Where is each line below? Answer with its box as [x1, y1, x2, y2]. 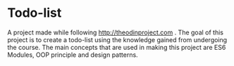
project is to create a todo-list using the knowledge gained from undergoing [7, 35, 228, 44]
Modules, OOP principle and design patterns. [7, 51, 139, 59]
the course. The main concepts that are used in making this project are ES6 [7, 43, 226, 51]
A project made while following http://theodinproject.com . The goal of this [7, 28, 224, 37]
